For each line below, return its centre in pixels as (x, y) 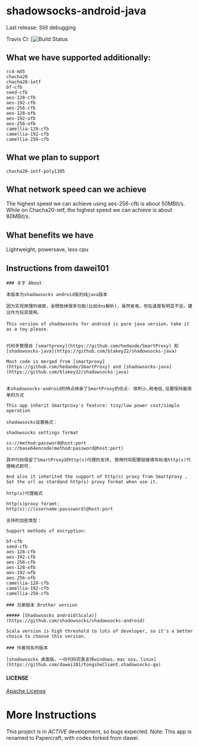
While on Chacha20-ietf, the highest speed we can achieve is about (89, 210)
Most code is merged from (38, 362)
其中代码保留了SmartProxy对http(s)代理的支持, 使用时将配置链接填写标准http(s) (96, 460)
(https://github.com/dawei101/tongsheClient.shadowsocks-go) (84, 665)
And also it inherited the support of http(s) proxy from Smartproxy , (97, 477)
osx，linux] (142, 659)
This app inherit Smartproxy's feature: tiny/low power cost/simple (93, 406)
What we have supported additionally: (78, 58)
